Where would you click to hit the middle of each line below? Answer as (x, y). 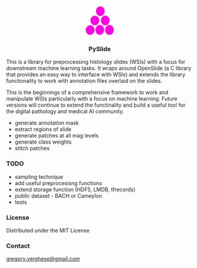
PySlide (100, 49)
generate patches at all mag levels (57, 136)
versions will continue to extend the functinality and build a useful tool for (96, 105)
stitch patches (32, 148)
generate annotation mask (47, 123)
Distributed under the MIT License (48, 230)
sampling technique (39, 177)
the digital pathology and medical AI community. (65, 111)
